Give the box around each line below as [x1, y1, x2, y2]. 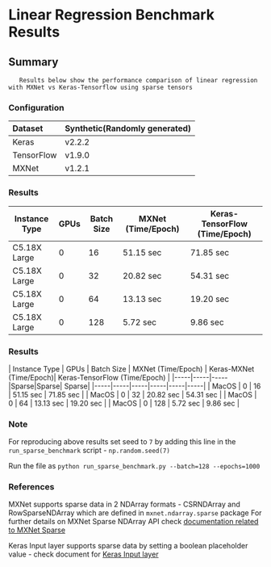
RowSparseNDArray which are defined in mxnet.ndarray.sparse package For [8, 508, 262, 518]
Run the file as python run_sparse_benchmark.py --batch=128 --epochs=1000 [8, 461, 261, 471]
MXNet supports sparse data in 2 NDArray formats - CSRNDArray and [8, 499, 240, 510]
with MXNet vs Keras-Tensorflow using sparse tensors [8, 83, 194, 91]
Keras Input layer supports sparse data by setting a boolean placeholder [8, 541, 248, 551]
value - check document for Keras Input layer [8, 549, 159, 559]
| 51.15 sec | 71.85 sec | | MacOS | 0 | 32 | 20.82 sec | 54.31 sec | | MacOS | [8, 389, 257, 399]
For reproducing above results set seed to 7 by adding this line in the [8, 437, 236, 447]
